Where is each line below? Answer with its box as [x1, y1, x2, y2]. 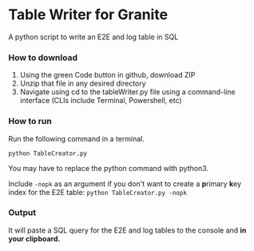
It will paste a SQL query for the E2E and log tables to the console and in [8, 225, 247, 235]
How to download [8, 52, 78, 63]
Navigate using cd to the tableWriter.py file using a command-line [19, 87, 236, 97]
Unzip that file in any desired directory [19, 78, 146, 89]
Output [8, 207, 37, 218]
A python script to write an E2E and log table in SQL [8, 32, 179, 42]
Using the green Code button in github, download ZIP [19, 70, 196, 80]
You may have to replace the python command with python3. [8, 163, 209, 173]
